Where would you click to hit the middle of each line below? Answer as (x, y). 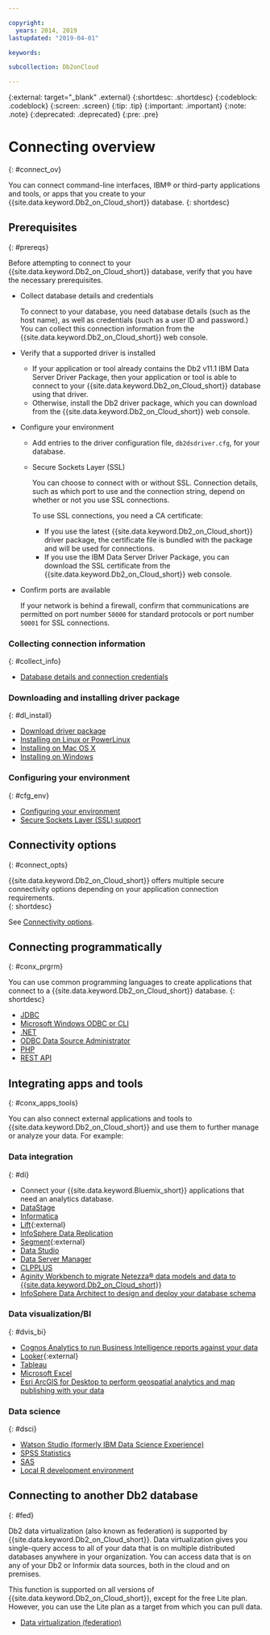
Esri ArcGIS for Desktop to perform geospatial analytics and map (127, 1382)
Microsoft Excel (46, 1373)
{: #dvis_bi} (27, 1332)
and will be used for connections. (100, 548)
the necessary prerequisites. (56, 280)
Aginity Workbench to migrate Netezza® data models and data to (128, 1276)
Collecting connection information (77, 644)
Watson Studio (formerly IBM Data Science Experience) (112, 1445)
